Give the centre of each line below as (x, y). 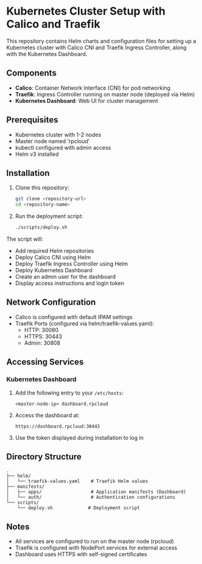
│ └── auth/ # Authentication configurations (91, 498)
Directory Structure (44, 456)
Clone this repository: (42, 188)
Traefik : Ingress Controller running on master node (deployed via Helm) (105, 94)
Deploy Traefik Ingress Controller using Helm (71, 264)
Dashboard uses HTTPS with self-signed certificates (81, 554)
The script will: (25, 239)
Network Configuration (51, 302)
